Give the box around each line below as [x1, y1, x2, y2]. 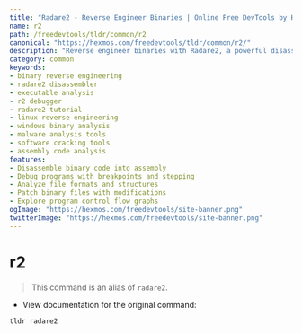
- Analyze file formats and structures [9, 180, 159, 189]
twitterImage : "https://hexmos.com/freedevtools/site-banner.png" [9, 213, 263, 223]
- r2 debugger [9, 96, 63, 106]
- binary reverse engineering [9, 72, 123, 81]
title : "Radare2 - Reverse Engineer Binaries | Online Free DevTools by [9, 13, 288, 22]
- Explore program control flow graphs [9, 197, 159, 206]
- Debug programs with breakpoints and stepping [9, 171, 195, 180]
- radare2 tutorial [9, 105, 83, 114]
